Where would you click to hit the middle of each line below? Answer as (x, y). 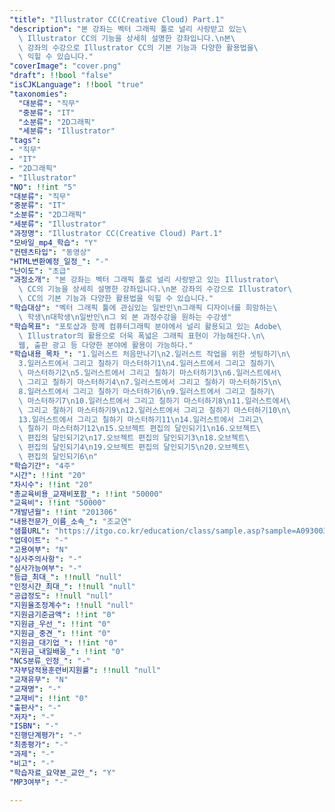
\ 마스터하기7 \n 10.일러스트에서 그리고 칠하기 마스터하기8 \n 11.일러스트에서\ (154, 401)
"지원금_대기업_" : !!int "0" (64, 642)
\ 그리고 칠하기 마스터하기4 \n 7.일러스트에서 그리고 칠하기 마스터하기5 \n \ (150, 382)
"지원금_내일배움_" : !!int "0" (67, 652)
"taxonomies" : (39, 94)
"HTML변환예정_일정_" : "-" (59, 261)
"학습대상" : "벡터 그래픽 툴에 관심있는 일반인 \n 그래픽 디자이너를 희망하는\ (143, 308)
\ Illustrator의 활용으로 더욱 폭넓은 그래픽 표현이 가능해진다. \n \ (142, 336)
